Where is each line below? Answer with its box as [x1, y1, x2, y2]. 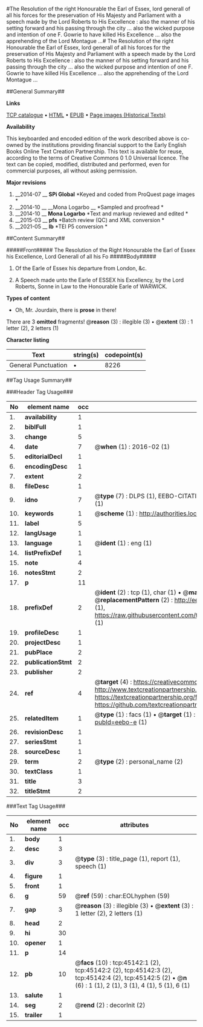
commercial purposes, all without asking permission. [6, 167, 138, 174]
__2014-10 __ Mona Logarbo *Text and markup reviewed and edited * [14, 210, 188, 217]
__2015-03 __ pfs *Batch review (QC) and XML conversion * [14, 217, 165, 223]
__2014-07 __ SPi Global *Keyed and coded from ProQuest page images [14, 191, 195, 198]
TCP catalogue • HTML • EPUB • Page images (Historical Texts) [6, 112, 166, 118]
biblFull [25, 423, 47, 431]
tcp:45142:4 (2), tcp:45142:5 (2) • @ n [75, 974, 187, 982]
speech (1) [75, 862, 107, 870]
